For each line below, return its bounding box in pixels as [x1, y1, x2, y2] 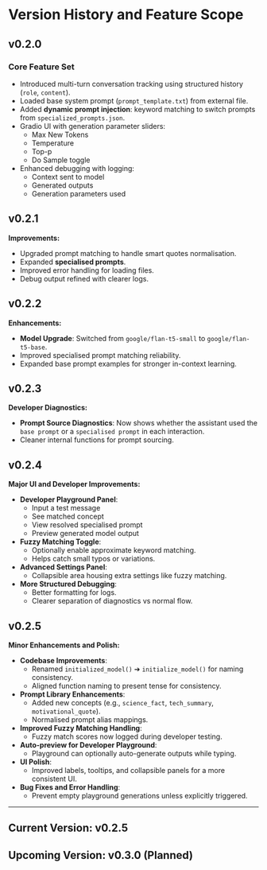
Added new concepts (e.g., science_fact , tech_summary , [31, 697, 215, 707]
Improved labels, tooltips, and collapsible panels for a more [31, 765, 225, 775]
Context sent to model [31, 172, 105, 181]
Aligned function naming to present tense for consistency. [31, 681, 222, 690]
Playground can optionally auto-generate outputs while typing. [31, 748, 237, 758]
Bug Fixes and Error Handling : [19, 782, 121, 792]
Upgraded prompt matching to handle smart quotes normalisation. [19, 248, 237, 258]
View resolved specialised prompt [31, 520, 143, 530]
